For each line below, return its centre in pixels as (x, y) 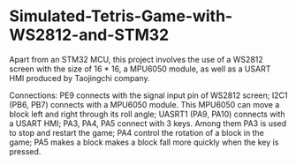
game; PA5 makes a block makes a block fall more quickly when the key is (144, 142)
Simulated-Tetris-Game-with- (121, 16)
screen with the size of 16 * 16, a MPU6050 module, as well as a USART (140, 69)
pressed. (25, 151)
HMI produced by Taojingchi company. (80, 78)
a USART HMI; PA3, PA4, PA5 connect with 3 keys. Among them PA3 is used (148, 123)
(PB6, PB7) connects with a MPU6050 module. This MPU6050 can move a (144, 104)
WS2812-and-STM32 (89, 35)
